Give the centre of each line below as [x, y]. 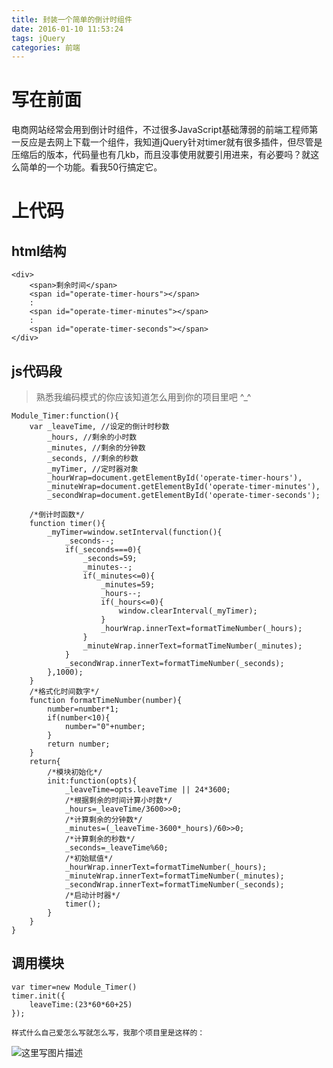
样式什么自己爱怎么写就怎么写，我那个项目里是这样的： [108, 1032]
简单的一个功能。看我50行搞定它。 [91, 167]
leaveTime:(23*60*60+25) [81, 1004]
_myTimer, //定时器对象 [93, 469]
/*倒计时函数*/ [57, 515]
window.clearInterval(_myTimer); [188, 611]
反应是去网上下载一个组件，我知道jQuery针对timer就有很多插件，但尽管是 [171, 142]
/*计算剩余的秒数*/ [100, 839]
